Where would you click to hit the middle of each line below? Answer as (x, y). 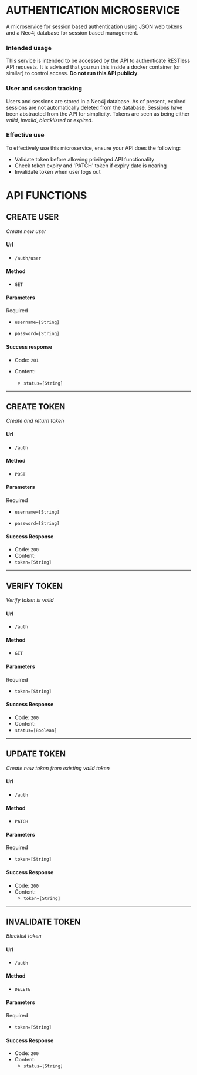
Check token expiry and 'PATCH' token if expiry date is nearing (91, 166)
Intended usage (29, 48)
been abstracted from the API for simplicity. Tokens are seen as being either (98, 114)
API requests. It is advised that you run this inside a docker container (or (93, 67)
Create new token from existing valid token (58, 768)
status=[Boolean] (36, 730)
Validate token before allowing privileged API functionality (84, 159)
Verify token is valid (30, 600)
